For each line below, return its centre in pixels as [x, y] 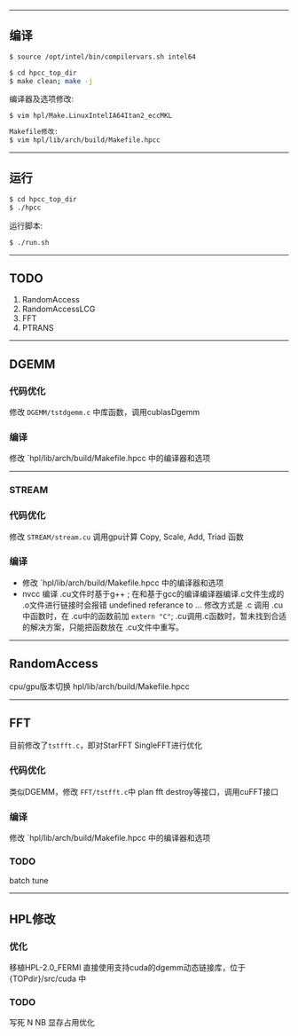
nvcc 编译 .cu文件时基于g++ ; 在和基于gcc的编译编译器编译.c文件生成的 [153, 593]
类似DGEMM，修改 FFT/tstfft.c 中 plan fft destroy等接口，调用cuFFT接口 [144, 791]
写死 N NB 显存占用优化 [52, 1023]
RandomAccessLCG [59, 309]
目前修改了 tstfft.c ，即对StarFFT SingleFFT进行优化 [106, 745]
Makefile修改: [34, 132]
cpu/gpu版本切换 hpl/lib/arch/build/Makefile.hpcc [99, 686]
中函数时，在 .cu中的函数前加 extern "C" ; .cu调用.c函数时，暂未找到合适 [154, 616]
